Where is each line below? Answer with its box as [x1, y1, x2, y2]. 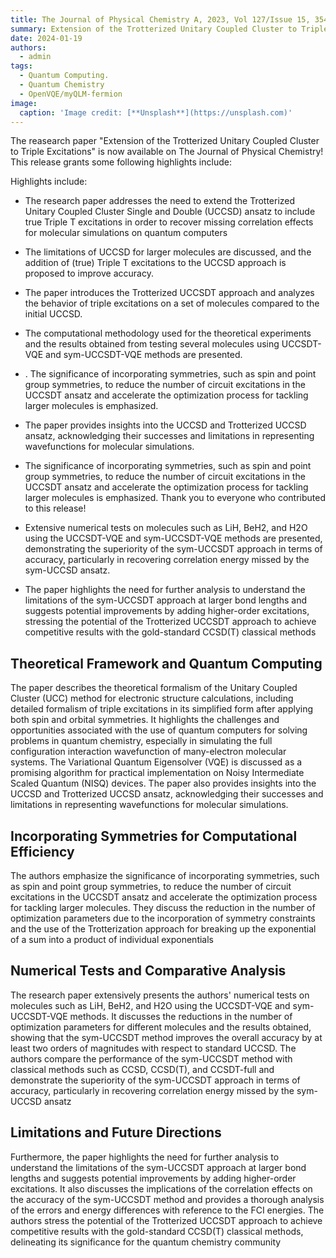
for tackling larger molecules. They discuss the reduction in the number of [10, 902, 316, 913]
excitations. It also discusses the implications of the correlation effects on [10, 1182, 313, 1195]
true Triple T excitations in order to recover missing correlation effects [24, 216, 314, 228]
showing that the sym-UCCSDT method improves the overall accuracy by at [10, 1031, 323, 1043]
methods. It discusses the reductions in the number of [69, 1010, 293, 1022]
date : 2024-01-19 [10, 33, 83, 43]
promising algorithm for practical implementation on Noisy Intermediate [10, 767, 305, 779]
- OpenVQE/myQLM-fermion [19, 89, 123, 99]
